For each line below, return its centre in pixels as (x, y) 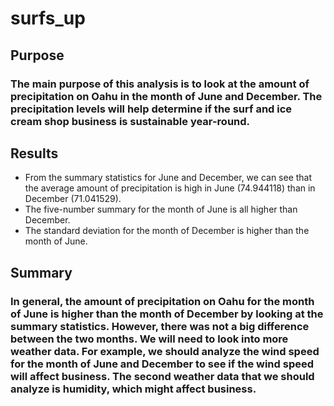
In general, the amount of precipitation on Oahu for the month (162, 301)
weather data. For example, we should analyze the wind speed (165, 351)
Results (34, 153)
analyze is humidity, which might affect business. (133, 389)
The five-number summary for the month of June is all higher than (161, 209)
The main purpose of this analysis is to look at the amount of (160, 84)
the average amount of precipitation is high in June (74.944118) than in (170, 188)
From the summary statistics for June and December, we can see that (168, 178)
